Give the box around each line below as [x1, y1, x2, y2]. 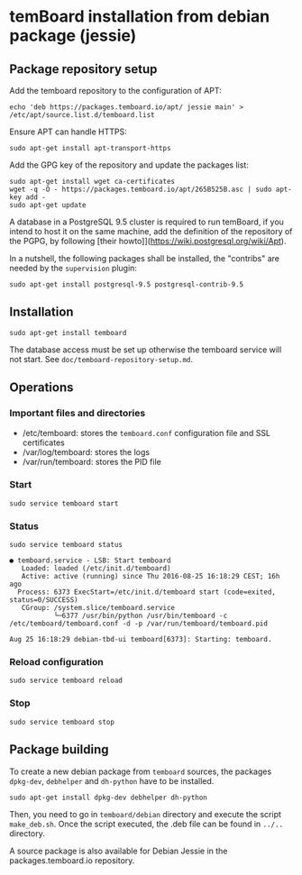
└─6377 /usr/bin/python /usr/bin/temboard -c [53, 611, 228, 621]
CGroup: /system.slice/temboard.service [21, 604, 176, 613]
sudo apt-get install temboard [9, 328, 127, 337]
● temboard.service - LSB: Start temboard [9, 556, 171, 565]
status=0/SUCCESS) [9, 596, 78, 605]
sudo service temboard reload [9, 676, 124, 686]
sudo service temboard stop [9, 717, 115, 726]
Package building [9, 742, 109, 758]
